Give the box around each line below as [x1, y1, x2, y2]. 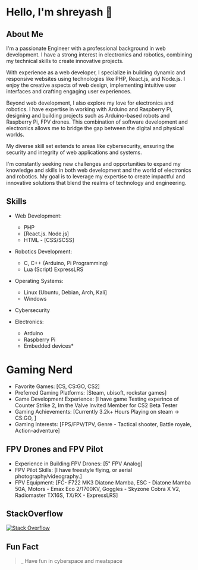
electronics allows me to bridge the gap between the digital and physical [6, 125, 184, 131]
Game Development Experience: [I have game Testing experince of [14, 395, 180, 402]
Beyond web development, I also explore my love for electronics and [6, 99, 174, 106]
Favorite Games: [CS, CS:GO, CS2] [14, 383, 100, 390]
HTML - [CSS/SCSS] [23, 236, 74, 243]
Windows [23, 295, 47, 302]
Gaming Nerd [6, 363, 73, 376]
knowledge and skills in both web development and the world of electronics [6, 166, 191, 174]
